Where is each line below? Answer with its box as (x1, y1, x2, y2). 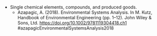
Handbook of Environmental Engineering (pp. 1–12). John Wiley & (17, 15, 152, 20)
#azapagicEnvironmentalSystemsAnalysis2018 (17, 25, 114, 31)
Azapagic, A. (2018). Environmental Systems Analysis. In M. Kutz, (17, 9, 152, 15)
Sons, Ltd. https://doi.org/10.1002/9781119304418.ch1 (17, 20, 127, 26)
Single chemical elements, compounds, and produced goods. (10, 4, 137, 10)
